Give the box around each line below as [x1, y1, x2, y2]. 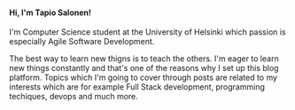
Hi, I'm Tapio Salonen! [9, 7, 91, 18]
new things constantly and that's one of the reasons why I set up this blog [9, 63, 279, 74]
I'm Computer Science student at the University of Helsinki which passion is [9, 27, 286, 37]
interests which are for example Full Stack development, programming [9, 82, 266, 92]
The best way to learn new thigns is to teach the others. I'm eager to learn [9, 53, 279, 64]
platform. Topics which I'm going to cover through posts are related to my [9, 72, 277, 83]
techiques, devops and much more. [9, 91, 139, 102]
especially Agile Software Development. [9, 36, 155, 47]
